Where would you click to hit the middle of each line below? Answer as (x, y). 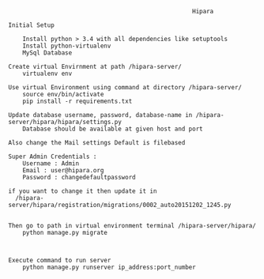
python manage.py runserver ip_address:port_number (109, 267)
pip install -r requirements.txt (77, 101)
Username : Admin (51, 164)
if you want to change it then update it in (83, 191)
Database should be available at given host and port (113, 129)
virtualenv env (47, 74)
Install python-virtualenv (67, 46)
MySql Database (47, 53)
